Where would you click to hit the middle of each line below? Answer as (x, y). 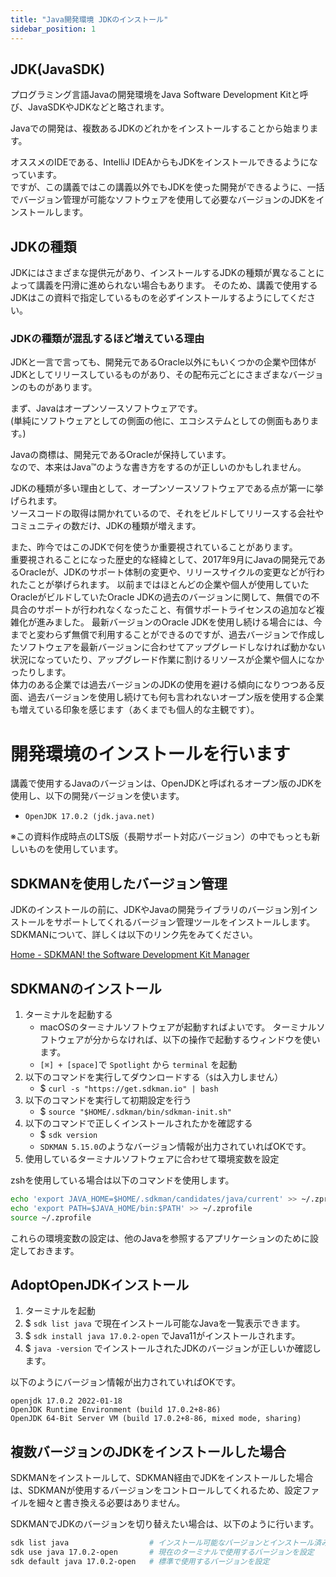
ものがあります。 (62, 387)
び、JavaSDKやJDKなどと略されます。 (90, 107)
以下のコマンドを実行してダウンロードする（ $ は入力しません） (154, 1077)
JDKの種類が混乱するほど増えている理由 (107, 339)
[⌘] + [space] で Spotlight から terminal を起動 (138, 1064)
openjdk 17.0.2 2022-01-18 (66, 1401)
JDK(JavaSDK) (58, 69)
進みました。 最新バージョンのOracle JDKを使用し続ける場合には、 (175, 622)
